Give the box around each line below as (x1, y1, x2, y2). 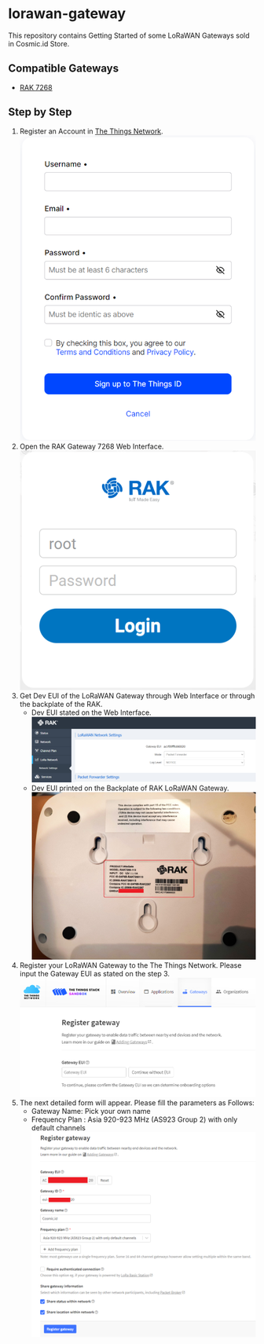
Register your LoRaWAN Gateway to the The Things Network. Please (19, 961, 242, 970)
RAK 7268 (19, 82, 53, 92)
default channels (31, 1122, 86, 1132)
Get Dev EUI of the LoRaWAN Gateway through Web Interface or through (19, 691, 255, 700)
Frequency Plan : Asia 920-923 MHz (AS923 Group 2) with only (31, 1115, 238, 1124)
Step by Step (8, 105, 72, 119)
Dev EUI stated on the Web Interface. (31, 708, 152, 717)
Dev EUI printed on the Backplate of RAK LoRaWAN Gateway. (31, 783, 229, 793)
